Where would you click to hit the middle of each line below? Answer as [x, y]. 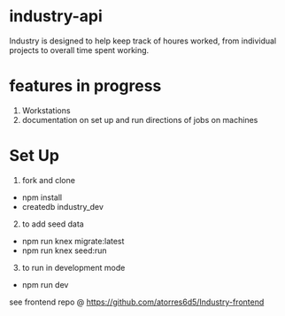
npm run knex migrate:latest [73, 241]
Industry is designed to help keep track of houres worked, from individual [143, 41]
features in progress [85, 86]
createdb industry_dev [63, 206]
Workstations [46, 110]
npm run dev [45, 284]
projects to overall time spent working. [79, 50]
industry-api [56, 16]
